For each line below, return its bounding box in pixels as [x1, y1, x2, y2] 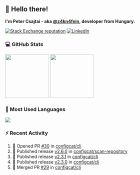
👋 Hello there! [5, 5, 48, 13]
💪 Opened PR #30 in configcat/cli [12, 143, 81, 149]
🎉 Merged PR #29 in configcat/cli [12, 164, 81, 170]
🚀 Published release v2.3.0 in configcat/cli [12, 158, 99, 165]
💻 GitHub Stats [5, 40, 43, 47]
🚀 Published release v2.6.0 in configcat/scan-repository [12, 148, 128, 154]
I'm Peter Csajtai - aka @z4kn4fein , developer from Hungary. [5, 18, 135, 24]
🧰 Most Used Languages [5, 106, 66, 113]
